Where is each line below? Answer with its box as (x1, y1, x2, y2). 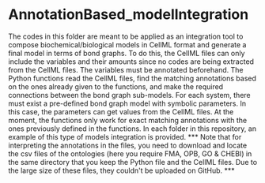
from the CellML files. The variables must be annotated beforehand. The (8, 65, 244, 74)
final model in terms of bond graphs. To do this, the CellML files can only (8, 48, 245, 58)
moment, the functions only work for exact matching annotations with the (8, 115, 248, 125)
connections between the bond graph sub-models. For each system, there (8, 90, 251, 99)
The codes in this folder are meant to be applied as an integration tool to (8, 32, 244, 41)
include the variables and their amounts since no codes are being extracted (8, 57, 255, 66)
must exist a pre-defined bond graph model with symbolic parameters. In (8, 99, 247, 108)
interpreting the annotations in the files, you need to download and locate (8, 140, 248, 150)
